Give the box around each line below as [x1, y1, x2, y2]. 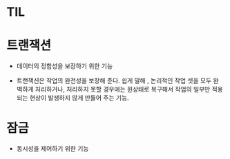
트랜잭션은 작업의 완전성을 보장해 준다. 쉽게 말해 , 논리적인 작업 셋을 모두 [16, 76, 212, 85]
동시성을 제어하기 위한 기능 [16, 145, 89, 153]
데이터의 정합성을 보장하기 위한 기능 [16, 62, 113, 70]
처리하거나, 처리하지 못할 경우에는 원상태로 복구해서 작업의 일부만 [35, 85, 211, 94]
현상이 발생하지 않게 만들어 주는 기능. [29, 94, 129, 102]
